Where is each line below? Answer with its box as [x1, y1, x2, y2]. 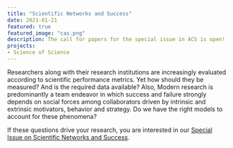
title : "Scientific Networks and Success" [7, 10, 132, 17]
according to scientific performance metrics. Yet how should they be [7, 75, 204, 83]
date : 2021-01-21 [7, 17, 58, 24]
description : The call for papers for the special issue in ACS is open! [7, 36, 226, 43]
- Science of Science [7, 49, 70, 56]
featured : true [7, 23, 51, 30]
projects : [7, 42, 36, 49]
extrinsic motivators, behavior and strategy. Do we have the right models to [7, 105, 223, 113]
